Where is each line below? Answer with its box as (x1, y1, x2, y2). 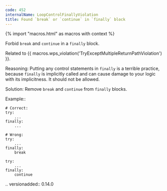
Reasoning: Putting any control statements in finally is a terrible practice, (5, 65, 160, 71)
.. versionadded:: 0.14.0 (5, 181, 54, 187)
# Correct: (5, 106, 28, 111)
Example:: (5, 96, 26, 102)
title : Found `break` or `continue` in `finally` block (5, 17, 126, 22)
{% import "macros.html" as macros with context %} (5, 31, 115, 37)
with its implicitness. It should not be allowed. (5, 77, 100, 83)
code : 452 (5, 7, 26, 13)
